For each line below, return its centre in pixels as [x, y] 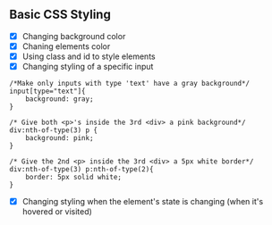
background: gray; [59, 99]
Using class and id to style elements [89, 56]
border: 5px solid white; [74, 178]
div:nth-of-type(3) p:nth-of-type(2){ [81, 170]
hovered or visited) [57, 212]
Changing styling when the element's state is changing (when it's [143, 202]
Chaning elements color [66, 46]
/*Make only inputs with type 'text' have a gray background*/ [130, 84]
